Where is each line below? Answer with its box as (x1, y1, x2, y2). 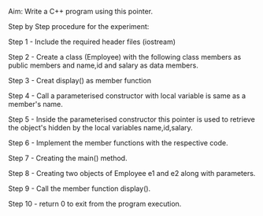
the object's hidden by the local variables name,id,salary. (8, 123, 193, 132)
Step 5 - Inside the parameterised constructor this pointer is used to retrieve (8, 115, 256, 124)
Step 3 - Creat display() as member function (8, 76, 152, 85)
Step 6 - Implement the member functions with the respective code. (8, 138, 228, 148)
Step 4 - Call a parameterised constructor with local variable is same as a (8, 91, 246, 101)
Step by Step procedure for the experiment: (8, 22, 150, 31)
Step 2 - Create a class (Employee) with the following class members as (8, 53, 242, 61)
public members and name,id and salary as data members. (8, 60, 198, 70)
